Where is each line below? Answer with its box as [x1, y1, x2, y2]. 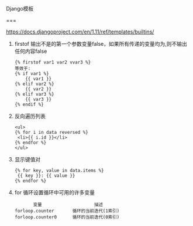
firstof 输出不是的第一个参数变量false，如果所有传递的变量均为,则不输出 [14, 41, 187, 47]
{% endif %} [14, 102, 44, 107]
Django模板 [6, 5, 34, 12]
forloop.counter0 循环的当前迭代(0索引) [14, 214, 120, 220]
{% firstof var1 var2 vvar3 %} [14, 59, 91, 65]
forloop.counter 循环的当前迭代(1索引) [14, 208, 120, 214]
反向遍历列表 [14, 113, 46, 119]
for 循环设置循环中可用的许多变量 [14, 189, 95, 195]
